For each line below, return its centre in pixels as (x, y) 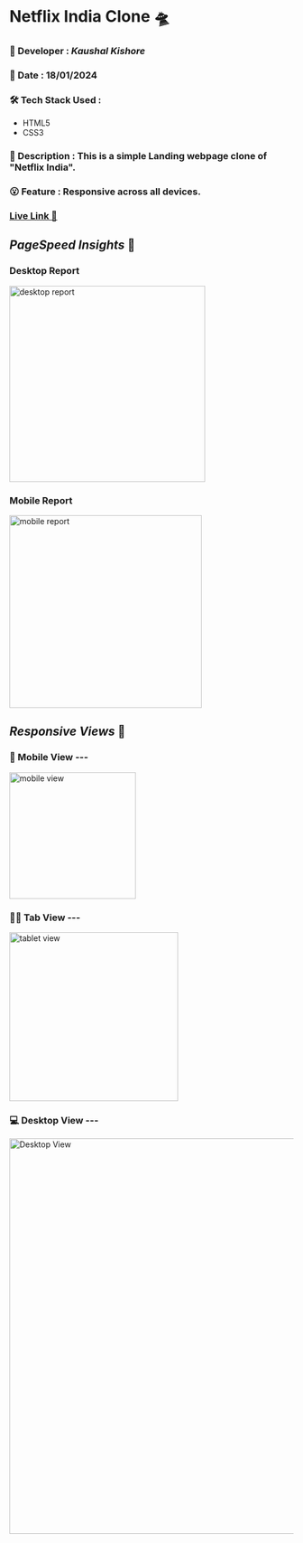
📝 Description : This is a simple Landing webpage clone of (138, 156)
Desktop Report (44, 271)
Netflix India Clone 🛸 (90, 17)
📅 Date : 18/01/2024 (53, 75)
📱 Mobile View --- (49, 757)
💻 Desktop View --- (54, 1120)
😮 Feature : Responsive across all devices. (105, 192)
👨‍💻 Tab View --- (45, 917)
